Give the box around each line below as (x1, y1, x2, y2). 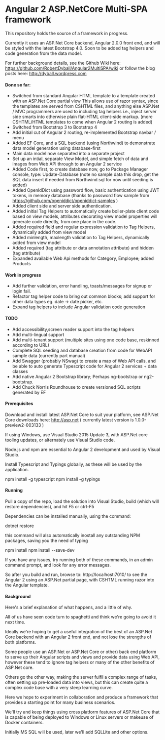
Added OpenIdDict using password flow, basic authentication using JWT (12, 187, 160, 193)
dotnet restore (5, 523, 34, 529)
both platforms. (5, 639, 36, 645)
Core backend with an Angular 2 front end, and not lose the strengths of (5, 634, 152, 640)
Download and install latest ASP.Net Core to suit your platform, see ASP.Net (5, 411, 159, 417)
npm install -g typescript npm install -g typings (5, 476, 100, 482)
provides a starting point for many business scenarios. (5, 699, 116, 705)
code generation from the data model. (5, 50, 82, 56)
